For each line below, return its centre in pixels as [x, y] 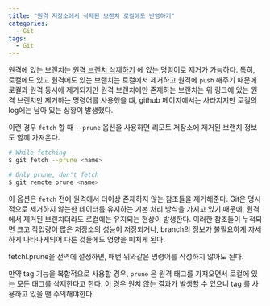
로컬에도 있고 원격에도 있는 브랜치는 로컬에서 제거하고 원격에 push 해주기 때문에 [133, 80]
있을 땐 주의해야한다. [62, 293]
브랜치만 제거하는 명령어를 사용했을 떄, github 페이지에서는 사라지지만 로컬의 [137, 100]
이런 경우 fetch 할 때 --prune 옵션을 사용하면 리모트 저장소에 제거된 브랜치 [126, 128]
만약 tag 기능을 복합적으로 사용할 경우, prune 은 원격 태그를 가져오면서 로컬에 [129, 273]
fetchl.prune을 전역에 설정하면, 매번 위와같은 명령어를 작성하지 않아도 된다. [126, 256]
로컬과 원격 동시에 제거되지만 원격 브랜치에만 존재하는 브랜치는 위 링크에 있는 [129, 90]
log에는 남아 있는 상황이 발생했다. [61, 111]
